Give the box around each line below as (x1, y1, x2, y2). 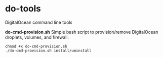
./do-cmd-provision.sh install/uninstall (5, 48, 92, 53)
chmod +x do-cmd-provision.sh (5, 44, 68, 49)
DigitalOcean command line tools (5, 19, 73, 25)
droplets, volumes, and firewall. (5, 34, 69, 40)
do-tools (5, 3, 41, 14)
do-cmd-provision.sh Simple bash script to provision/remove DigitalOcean (5, 29, 159, 35)
